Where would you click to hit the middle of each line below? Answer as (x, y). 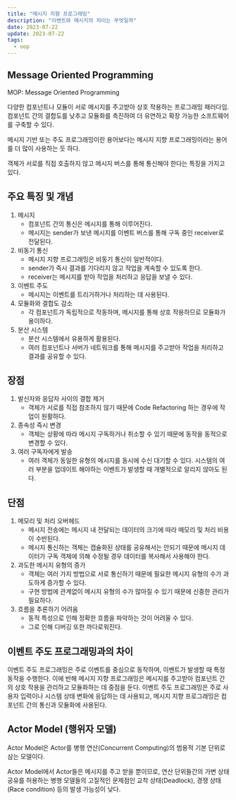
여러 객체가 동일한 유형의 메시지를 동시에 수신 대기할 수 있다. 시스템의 (123, 460)
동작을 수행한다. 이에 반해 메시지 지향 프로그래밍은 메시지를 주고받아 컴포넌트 (113, 679)
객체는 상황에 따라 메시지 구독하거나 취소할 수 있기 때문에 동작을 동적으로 (128, 434)
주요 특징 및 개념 (41, 197)
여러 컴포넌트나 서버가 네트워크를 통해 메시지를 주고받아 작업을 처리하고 (126, 347)
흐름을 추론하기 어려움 (48, 609)
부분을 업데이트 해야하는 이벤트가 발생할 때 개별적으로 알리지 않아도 (128, 470)
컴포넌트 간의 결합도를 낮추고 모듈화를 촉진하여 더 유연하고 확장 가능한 (103, 115)
